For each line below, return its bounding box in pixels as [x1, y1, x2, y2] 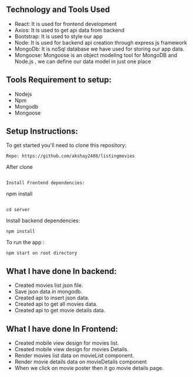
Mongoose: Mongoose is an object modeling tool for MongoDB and [14, 51, 178, 58]
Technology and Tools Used [6, 5, 110, 15]
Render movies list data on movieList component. [14, 352, 134, 359]
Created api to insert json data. [14, 294, 90, 302]
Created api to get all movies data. [14, 301, 98, 308]
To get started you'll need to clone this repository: [6, 142, 127, 149]
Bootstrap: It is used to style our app [14, 32, 103, 40]
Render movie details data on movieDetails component [14, 358, 147, 365]
